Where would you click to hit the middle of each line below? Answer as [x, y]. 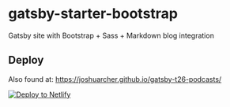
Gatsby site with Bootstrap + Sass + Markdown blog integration [111, 35]
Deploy [26, 60]
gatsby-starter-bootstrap [93, 14]
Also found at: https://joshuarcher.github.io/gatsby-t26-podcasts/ [115, 79]
